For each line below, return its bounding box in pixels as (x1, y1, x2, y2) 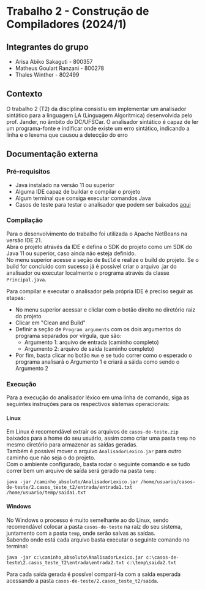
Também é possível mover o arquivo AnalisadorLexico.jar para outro (6, 448, 182, 455)
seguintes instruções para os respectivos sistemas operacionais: (6, 400, 170, 408)
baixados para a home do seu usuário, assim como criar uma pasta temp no (6, 434, 196, 442)
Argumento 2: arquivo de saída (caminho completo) (24, 345, 154, 352)
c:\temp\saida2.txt (126, 559, 176, 565)
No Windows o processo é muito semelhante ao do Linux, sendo (6, 516, 169, 524)
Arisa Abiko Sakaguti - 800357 (15, 58, 93, 65)
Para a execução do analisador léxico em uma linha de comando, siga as (6, 394, 190, 401)
